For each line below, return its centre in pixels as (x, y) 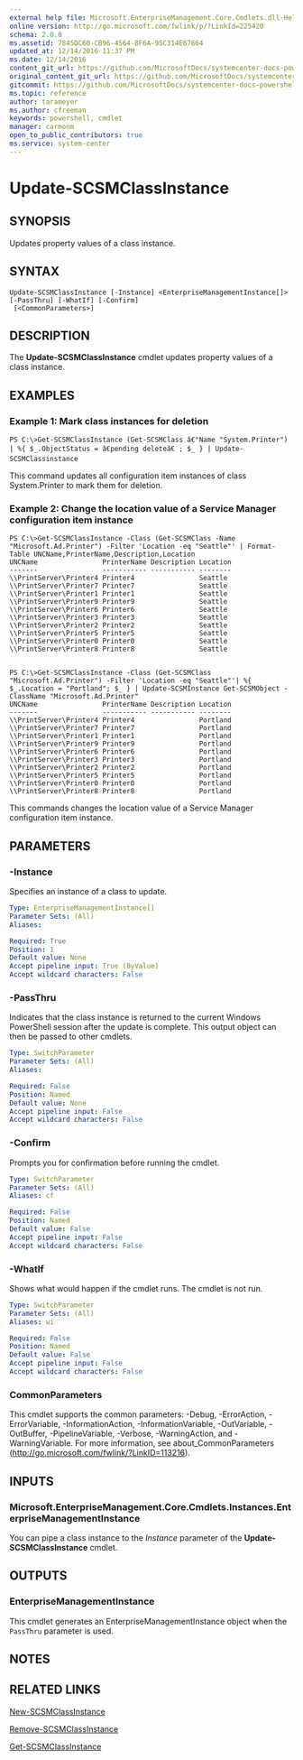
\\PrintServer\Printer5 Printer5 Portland (120, 776)
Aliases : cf (32, 1196)
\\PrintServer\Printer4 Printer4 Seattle (119, 579)
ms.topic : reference (48, 93)
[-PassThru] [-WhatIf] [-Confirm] (74, 300)
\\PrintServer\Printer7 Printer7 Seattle (119, 586)
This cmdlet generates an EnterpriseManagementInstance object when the (148, 1621)
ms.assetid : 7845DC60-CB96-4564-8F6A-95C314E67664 (106, 43)
